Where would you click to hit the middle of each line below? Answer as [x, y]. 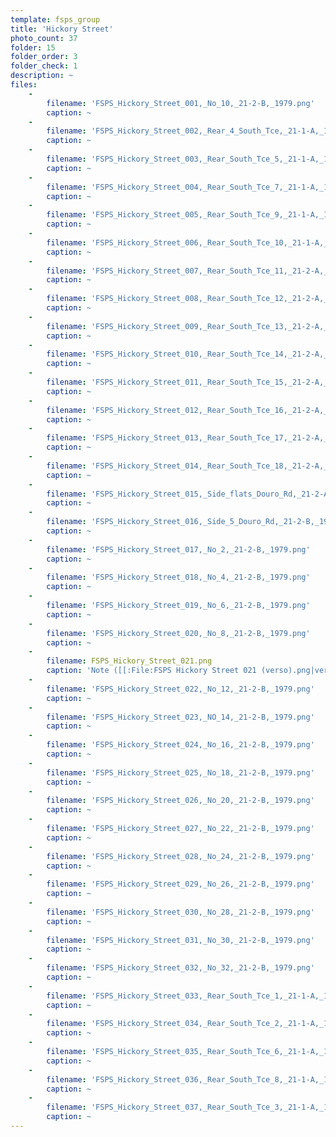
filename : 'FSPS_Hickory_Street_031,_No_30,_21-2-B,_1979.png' [180, 940]
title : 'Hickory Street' [62, 29]
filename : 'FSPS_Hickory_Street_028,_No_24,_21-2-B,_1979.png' [180, 856]
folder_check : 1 [44, 66]
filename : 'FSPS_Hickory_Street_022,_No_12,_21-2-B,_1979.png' [180, 689]
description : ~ [42, 76]
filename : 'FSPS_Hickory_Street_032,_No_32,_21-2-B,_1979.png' [180, 968]
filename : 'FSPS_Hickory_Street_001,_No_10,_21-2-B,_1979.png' [180, 103]
